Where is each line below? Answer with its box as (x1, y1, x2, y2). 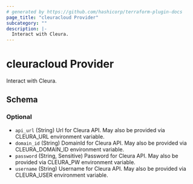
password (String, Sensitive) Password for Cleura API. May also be (15, 152, 178, 159)
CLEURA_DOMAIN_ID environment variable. (15, 145, 125, 153)
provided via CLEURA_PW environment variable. (15, 158, 136, 166)
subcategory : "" (6, 20, 47, 26)
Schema (6, 95, 38, 105)
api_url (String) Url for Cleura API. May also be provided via (15, 126, 165, 133)
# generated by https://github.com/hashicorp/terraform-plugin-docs (6, 8, 183, 15)
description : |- (6, 25, 47, 32)
